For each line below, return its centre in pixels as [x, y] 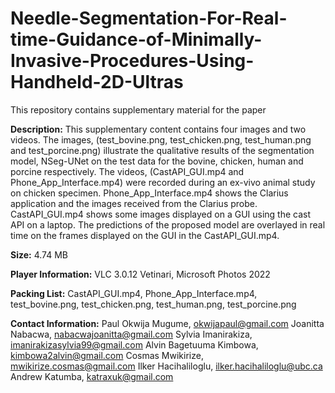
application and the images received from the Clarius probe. [134, 203]
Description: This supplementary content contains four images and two [158, 129]
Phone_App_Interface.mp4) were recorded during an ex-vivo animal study [163, 182]
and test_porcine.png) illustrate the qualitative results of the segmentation [162, 150]
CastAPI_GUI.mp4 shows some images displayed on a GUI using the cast [161, 214]
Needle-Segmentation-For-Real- [149, 18]
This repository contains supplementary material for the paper [138, 109]
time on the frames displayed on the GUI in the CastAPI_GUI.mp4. [145, 235]
